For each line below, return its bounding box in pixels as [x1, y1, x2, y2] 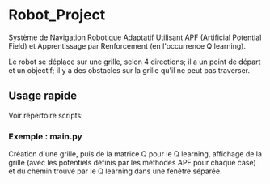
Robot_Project [8, 6, 106, 24]
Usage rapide [8, 89, 78, 103]
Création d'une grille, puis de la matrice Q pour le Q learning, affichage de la [8, 149, 263, 159]
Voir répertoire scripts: [8, 110, 83, 120]
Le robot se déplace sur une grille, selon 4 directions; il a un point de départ [8, 57, 261, 66]
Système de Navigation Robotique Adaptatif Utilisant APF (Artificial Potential [8, 32, 262, 42]
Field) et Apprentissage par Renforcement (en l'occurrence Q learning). [8, 41, 247, 50]
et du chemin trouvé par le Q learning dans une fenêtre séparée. [8, 166, 222, 176]
